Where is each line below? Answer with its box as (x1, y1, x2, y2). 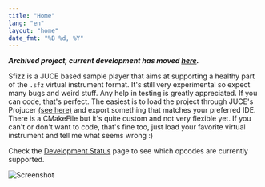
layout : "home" (8, 26, 59, 34)
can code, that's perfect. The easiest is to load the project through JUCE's (8, 97, 254, 106)
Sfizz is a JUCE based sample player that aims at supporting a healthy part (8, 71, 255, 81)
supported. (8, 155, 45, 165)
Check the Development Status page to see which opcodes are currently (8, 146, 248, 156)
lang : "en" (8, 19, 45, 27)
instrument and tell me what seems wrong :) (8, 131, 154, 141)
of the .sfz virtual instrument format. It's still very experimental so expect (8, 80, 251, 90)
